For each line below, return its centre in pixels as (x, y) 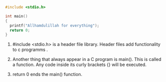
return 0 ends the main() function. (47, 74)
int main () (16, 16)
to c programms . (30, 49)
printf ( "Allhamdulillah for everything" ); (54, 25)
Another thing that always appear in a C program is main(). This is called (87, 59)
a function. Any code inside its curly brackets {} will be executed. (79, 64)
